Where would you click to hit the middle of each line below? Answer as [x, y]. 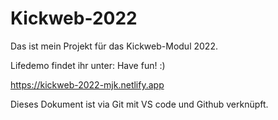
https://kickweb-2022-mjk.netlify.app [87, 84]
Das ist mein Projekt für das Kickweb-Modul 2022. [114, 46]
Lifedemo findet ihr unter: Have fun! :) [88, 65]
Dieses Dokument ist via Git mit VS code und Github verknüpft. [139, 104]
